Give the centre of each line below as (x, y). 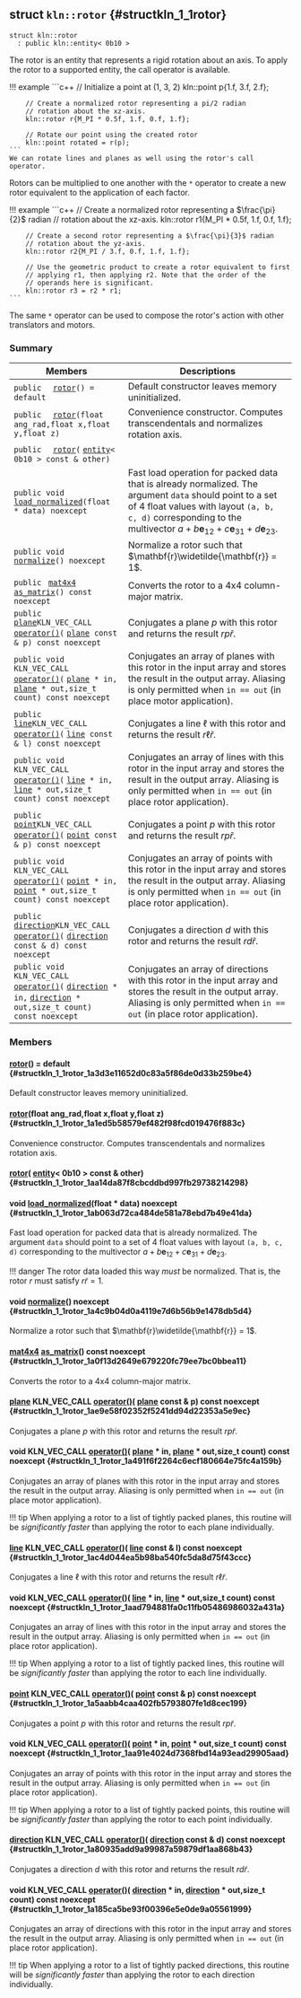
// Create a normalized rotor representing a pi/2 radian (136, 103)
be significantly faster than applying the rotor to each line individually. (138, 1673)
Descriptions (207, 372)
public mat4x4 (45, 583)
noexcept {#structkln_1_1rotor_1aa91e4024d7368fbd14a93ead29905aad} (149, 1753)
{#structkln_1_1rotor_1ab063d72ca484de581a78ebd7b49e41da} (131, 1213)
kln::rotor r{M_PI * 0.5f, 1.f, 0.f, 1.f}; (108, 119)
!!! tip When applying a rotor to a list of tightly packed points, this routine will (150, 1810)
